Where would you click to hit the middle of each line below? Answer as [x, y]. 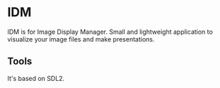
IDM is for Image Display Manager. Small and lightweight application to [110, 32]
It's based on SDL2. [36, 78]
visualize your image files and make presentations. [81, 39]
